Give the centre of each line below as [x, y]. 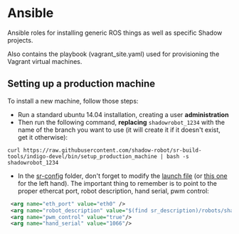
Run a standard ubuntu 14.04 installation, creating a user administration [123, 114]
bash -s [178, 156]
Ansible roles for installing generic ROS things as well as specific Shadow [115, 33]
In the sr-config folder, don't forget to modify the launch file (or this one [122, 176]
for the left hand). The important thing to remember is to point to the [117, 183]
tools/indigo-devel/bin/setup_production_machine [83, 156]
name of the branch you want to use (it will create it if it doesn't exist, [119, 130]
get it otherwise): [43, 137]
